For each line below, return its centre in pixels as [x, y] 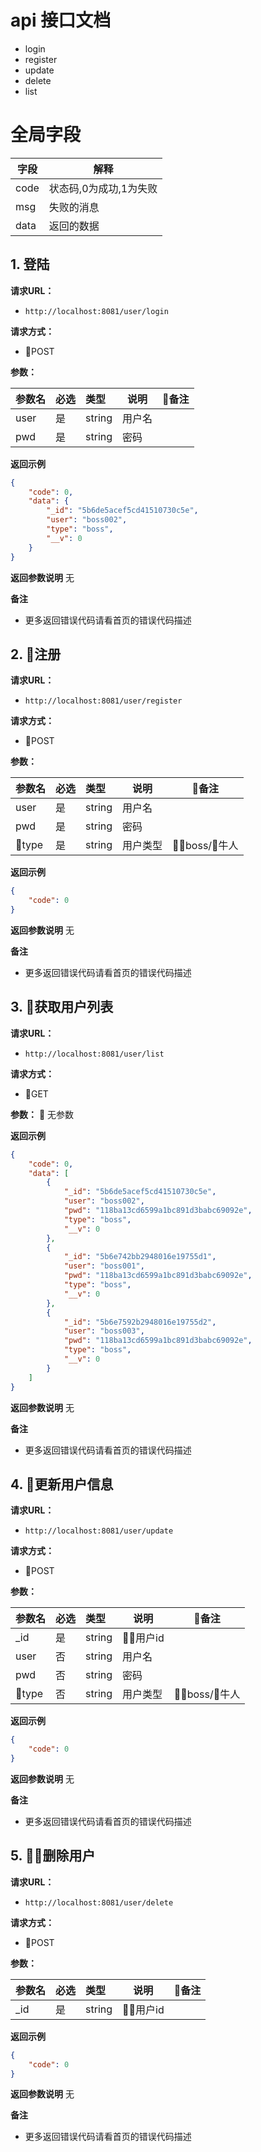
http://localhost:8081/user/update [99, 1531]
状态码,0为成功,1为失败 [103, 188]
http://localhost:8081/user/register [103, 701]
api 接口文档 [61, 20]
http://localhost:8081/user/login [96, 311]
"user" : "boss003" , [104, 1331]
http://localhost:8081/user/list [94, 1054]
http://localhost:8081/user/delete [99, 1902]
